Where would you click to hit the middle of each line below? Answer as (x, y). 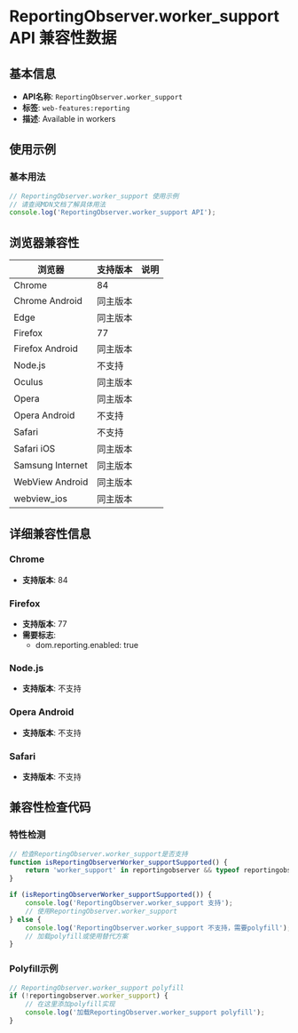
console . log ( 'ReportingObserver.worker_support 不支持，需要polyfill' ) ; (158, 928)
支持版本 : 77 (44, 624)
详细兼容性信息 (50, 534)
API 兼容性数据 (63, 38)
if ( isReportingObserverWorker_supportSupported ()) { (111, 895)
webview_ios (41, 499)
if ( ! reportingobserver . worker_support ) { (89, 996)
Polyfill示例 (34, 969)
